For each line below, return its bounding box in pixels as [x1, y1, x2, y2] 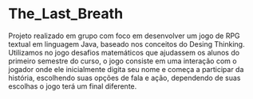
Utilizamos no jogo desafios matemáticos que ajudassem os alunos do [8, 48, 240, 57]
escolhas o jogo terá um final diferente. [8, 81, 137, 91]
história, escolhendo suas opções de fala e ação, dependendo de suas [8, 73, 241, 82]
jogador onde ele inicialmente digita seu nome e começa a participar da [8, 64, 244, 74]
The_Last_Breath [8, 5, 124, 23]
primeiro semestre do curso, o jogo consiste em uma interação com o [8, 56, 237, 66]
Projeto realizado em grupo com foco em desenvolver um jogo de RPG [8, 31, 241, 40]
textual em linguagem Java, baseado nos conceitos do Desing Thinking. [8, 39, 245, 48]
